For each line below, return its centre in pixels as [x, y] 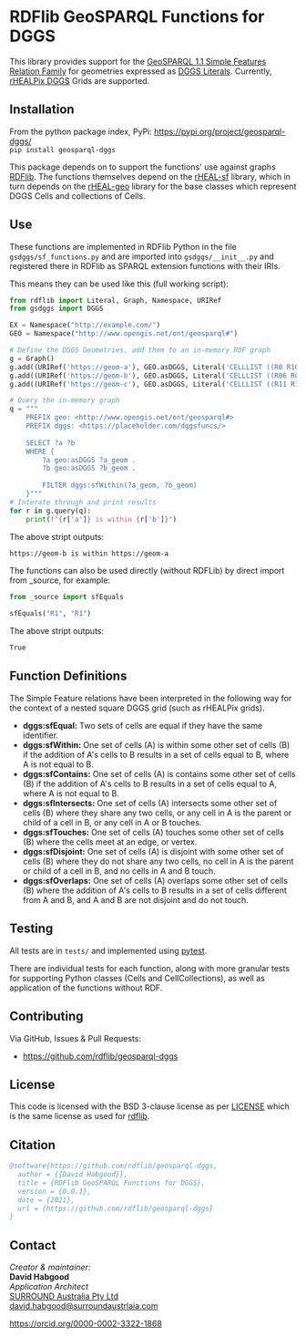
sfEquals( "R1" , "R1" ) [51, 614]
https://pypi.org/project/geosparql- [219, 131]
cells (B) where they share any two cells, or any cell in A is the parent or [157, 813]
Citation [33, 1145]
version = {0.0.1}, [55, 1191]
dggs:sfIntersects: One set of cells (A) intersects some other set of [150, 803]
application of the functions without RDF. [86, 988]
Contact [33, 1245]
